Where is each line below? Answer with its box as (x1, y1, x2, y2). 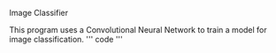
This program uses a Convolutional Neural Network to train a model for (9, 25, 267, 34)
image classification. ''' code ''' (9, 34, 123, 44)
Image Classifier (9, 8, 69, 18)
